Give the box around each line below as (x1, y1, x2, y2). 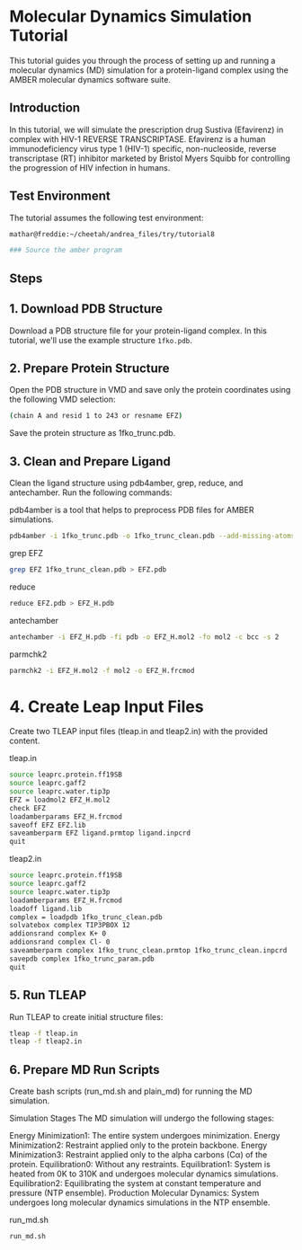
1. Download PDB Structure (9, 301, 164, 316)
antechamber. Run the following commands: (9, 487, 173, 498)
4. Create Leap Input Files (9, 696, 204, 716)
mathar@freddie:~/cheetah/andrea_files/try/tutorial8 (9, 229, 216, 239)
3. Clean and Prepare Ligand (9, 454, 171, 469)
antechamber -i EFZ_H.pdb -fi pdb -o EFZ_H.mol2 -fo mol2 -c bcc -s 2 (9, 632, 280, 642)
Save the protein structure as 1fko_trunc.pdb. (9, 428, 176, 439)
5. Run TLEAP (9, 988, 87, 1003)
